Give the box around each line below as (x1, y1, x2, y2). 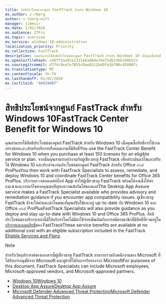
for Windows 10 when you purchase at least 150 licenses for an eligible (5, 151, 149, 157)
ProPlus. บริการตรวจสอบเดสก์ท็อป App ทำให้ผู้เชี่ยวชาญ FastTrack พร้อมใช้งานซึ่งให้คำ (5, 177, 154, 183)
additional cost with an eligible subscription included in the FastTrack (5, 227, 146, 233)
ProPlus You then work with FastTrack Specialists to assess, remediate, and (5, 167, 158, 173)
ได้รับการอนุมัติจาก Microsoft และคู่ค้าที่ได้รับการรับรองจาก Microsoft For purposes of (5, 258, 156, 263)
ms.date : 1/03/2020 (5, 26, 45, 31)
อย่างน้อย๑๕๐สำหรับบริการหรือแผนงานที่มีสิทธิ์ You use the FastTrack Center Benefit (5, 145, 156, 151)
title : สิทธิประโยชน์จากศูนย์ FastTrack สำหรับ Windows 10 (5, 7, 108, 12)
